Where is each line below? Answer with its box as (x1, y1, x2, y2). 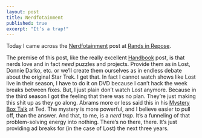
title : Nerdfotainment (6, 15, 64, 21)
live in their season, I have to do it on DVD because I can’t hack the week (6, 80, 187, 87)
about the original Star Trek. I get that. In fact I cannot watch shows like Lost (6, 73, 196, 80)
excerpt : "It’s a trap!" (6, 25, 69, 32)
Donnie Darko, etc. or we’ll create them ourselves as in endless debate (6, 67, 183, 74)
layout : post (6, 8, 39, 15)
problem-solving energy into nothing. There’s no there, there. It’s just (6, 119, 177, 126)
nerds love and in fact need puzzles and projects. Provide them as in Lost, (6, 61, 191, 68)
